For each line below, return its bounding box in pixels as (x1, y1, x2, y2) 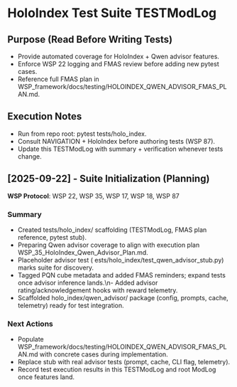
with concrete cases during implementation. (39, 350, 168, 359)
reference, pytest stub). (17, 233, 87, 241)
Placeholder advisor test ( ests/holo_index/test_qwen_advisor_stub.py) (17, 255, 224, 264)
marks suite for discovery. (17, 263, 94, 272)
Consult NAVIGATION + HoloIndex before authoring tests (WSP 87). (17, 137, 215, 145)
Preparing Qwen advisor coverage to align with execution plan (17, 240, 200, 249)
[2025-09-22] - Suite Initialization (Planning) (7, 173, 210, 185)
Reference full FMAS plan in (17, 75, 99, 83)
